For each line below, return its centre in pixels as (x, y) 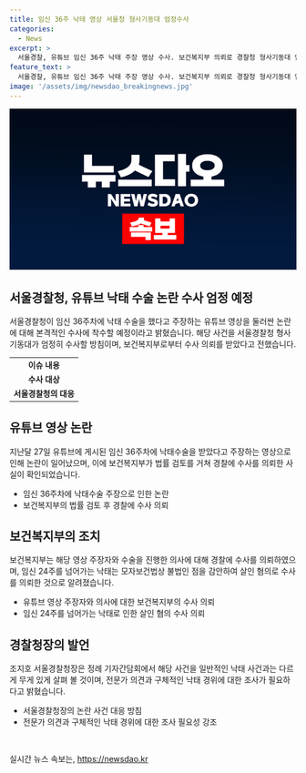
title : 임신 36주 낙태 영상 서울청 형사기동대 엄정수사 (99, 19)
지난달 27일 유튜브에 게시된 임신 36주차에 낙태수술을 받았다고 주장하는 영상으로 (150, 452)
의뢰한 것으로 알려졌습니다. (66, 583)
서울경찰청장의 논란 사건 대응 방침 (82, 711)
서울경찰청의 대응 (44, 394)
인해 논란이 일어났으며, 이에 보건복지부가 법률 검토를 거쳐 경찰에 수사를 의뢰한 (147, 463)
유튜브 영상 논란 (51, 428)
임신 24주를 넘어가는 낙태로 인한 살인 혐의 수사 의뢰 (114, 614)
